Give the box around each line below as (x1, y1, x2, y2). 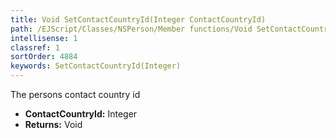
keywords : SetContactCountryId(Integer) (10, 61, 182, 71)
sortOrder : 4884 (10, 52, 78, 62)
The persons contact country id (10, 89, 141, 100)
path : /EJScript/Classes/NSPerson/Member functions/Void (10, 24, 253, 34)
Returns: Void (24, 119, 83, 130)
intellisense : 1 (10, 33, 78, 43)
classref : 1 (10, 42, 60, 53)
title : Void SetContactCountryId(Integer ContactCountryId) (10, 14, 267, 25)
